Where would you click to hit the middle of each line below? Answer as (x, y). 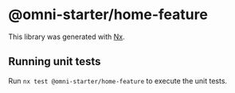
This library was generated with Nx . (67, 37)
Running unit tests (55, 62)
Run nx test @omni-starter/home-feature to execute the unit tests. (118, 80)
